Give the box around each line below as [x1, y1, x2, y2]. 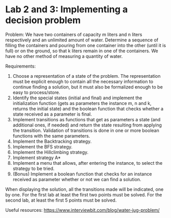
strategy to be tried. [12, 165, 55, 171]
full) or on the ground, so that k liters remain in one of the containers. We [5, 48, 158, 54]
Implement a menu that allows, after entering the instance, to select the [12, 160, 163, 166]
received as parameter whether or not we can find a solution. [12, 176, 141, 182]
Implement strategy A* [12, 155, 61, 161]
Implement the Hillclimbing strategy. [12, 149, 89, 155]
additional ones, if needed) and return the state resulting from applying [12, 122, 162, 128]
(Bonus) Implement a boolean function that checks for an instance [12, 170, 152, 177]
